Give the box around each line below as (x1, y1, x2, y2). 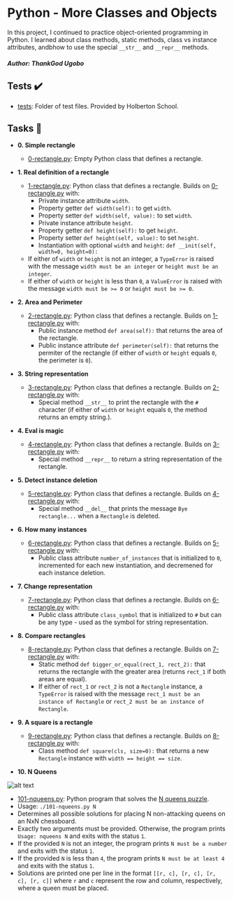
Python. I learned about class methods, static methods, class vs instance (7, 35, 217, 43)
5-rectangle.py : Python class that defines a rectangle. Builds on (27, 490, 212, 498)
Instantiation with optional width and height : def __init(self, (38, 241, 217, 250)
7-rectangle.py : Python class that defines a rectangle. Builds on (27, 596, 211, 604)
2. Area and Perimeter (17, 298, 82, 306)
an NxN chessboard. (17, 817, 77, 826)
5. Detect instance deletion (17, 476, 98, 484)
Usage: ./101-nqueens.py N (17, 802, 96, 811)
